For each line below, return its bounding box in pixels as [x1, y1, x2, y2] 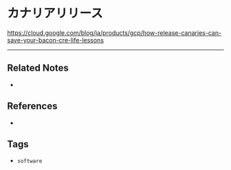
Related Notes [7, 62, 69, 74]
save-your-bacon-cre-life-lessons [7, 36, 104, 44]
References [7, 100, 58, 112]
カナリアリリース [7, 5, 103, 21]
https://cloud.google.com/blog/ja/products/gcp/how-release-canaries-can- [7, 28, 222, 37]
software [16, 158, 43, 165]
